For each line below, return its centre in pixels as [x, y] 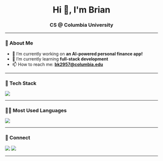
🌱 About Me [19, 43]
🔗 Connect [18, 138]
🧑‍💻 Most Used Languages [36, 110]
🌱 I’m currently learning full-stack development [60, 59]
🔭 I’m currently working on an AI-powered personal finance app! [77, 54]
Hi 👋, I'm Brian [81, 10]
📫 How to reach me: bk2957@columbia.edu [57, 64]
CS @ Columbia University [81, 25]
